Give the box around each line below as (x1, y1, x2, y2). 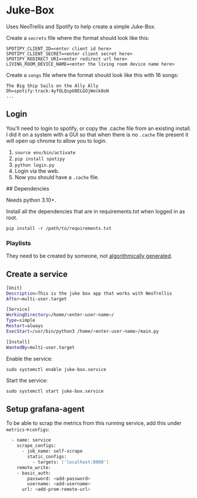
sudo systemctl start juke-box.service (6, 388, 104, 394)
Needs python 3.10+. (6, 196, 56, 203)
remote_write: (16, 464, 51, 470)
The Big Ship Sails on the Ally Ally (6, 83, 99, 89)
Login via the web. (14, 167, 60, 174)
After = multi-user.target (6, 296, 67, 302)
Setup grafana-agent (6, 404, 85, 414)
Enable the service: (6, 355, 53, 362)
